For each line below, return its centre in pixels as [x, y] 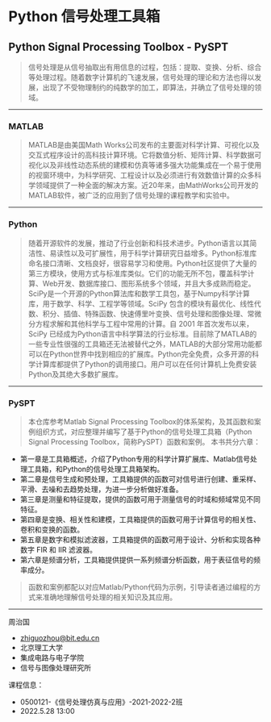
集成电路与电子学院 [52, 657]
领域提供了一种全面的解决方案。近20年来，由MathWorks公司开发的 [147, 186]
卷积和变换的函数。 [52, 529]
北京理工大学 [41, 647]
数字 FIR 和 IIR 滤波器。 [58, 549]
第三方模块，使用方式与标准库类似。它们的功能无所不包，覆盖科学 [138, 273]
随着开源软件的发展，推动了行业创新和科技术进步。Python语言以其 [139, 243]
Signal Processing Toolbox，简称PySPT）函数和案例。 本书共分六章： [144, 441]
